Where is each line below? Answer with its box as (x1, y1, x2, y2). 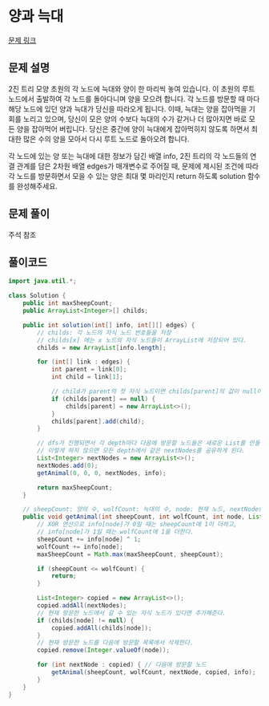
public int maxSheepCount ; (22, 299, 113, 307)
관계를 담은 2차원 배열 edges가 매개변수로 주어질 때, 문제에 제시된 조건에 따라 (16, 161, 259, 171)
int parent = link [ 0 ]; (50, 366, 127, 374)
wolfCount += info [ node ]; (37, 542, 124, 550)
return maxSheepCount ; (37, 483, 113, 492)
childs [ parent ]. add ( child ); (50, 417, 146, 425)
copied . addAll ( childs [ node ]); (50, 623, 152, 632)
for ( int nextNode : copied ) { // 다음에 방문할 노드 (37, 661, 207, 669)
